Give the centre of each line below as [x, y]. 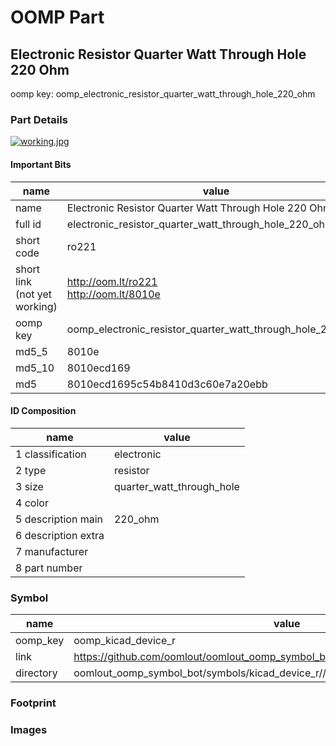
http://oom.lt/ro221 [112, 281]
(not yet [34, 294]
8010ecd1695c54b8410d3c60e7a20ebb [167, 384]
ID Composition [43, 411]
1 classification [51, 454]
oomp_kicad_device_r [125, 640]
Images [29, 729]
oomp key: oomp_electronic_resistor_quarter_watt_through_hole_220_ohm [163, 94]
